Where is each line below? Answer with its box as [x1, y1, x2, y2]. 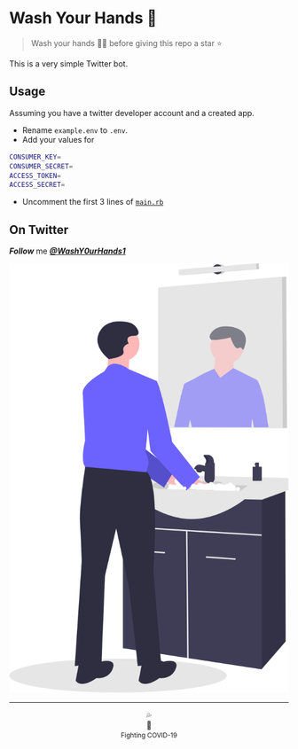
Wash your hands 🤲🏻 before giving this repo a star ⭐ [30, 37, 223, 48]
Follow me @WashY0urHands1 [9, 246, 126, 256]
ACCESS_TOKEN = [9, 171, 62, 180]
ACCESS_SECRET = [9, 181, 66, 190]
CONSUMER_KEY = [9, 152, 62, 161]
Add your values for [21, 134, 95, 144]
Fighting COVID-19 [121, 731, 177, 740]
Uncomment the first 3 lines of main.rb [21, 197, 164, 207]
